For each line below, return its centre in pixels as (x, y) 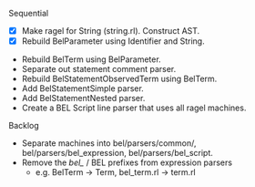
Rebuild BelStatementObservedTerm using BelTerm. (119, 79)
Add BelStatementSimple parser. (83, 88)
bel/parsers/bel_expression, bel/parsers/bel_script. (117, 153)
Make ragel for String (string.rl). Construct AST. (111, 31)
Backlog (24, 126)
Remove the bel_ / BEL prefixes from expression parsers (127, 162)
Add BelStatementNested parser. (83, 99)
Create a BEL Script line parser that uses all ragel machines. (134, 108)
